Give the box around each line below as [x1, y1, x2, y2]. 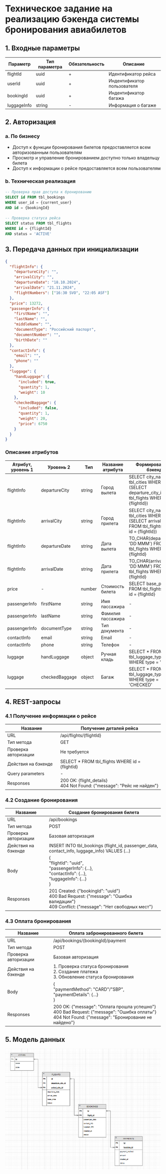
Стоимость [101, 583, 124, 589]
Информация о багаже [108, 102, 157, 108]
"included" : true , [18, 379, 56, 384]
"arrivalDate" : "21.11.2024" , [14, 285, 77, 291]
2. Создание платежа [53, 969, 98, 975]
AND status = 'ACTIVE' [5, 231, 52, 236]
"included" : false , [18, 406, 58, 411]
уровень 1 [10, 467, 34, 473]
